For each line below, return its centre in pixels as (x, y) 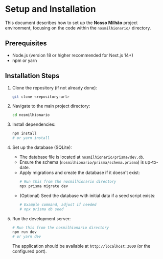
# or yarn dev (26, 237)
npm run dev (24, 232)
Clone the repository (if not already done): (55, 87)
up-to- (151, 162)
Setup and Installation (51, 9)
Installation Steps (32, 76)
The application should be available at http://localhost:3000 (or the (81, 246)
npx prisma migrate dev (44, 186)
